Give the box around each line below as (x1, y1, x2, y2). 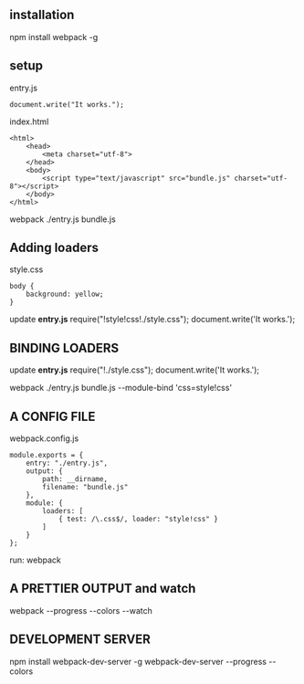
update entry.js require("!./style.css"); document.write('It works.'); (9, 364, 260, 375)
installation (9, 7, 75, 23)
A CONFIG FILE (9, 408, 96, 424)
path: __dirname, (42, 475, 108, 484)
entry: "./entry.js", (26, 458, 108, 468)
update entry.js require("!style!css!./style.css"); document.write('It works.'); (9, 314, 296, 325)
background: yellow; (26, 289, 104, 300)
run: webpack (9, 554, 61, 565)
